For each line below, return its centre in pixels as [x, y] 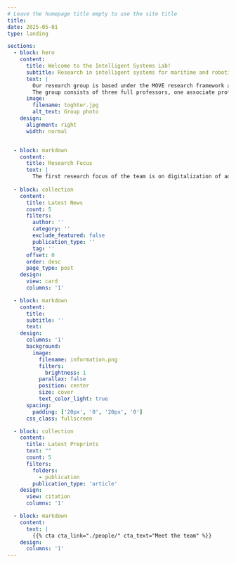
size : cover [56, 392]
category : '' [52, 229]
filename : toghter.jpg [66, 105]
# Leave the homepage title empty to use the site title [92, 14]
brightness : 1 [65, 373]
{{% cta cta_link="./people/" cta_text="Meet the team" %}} [122, 536]
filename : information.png [78, 359]
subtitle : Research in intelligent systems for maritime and [117, 72]
